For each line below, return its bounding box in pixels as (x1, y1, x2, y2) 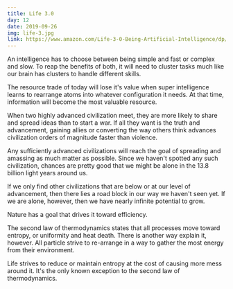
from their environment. (7, 246, 75, 254)
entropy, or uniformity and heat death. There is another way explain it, (7, 231, 207, 240)
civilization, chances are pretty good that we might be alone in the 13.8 (7, 161, 209, 170)
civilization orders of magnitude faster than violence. (7, 133, 158, 142)
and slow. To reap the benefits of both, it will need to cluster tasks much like (7, 62, 224, 71)
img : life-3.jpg (7, 29, 54, 37)
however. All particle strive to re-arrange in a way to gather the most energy (7, 238, 224, 247)
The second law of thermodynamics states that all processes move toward (7, 224, 221, 232)
